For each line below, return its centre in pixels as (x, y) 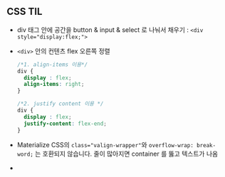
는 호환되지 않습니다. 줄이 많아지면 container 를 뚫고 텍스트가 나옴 (126, 154)
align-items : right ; (54, 85)
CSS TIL (25, 12)
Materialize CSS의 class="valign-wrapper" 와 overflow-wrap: (105, 144)
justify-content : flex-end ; (66, 124)
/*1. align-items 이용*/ (52, 64)
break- (206, 145)
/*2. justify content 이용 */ (60, 104)
